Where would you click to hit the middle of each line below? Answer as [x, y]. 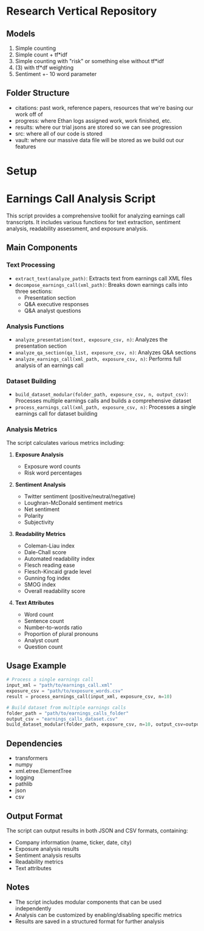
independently [33, 908]
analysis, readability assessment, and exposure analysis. [77, 228]
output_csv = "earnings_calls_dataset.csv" [62, 719]
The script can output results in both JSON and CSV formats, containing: [97, 830]
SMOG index [40, 584]
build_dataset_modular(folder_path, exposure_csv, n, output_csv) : [101, 394]
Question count [43, 647]
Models [21, 34]
